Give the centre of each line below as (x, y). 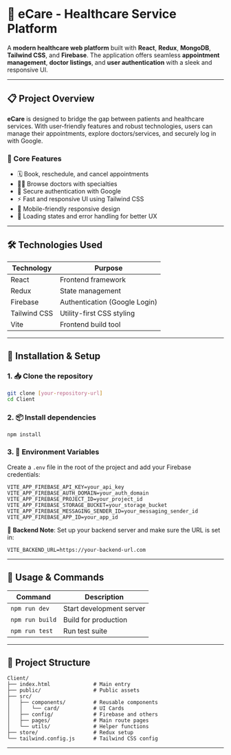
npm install (24, 434)
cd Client (21, 400)
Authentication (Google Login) (109, 302)
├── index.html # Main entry (69, 685)
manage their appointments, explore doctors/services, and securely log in (112, 133)
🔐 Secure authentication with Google (69, 192)
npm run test (32, 631)
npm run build (34, 620)
